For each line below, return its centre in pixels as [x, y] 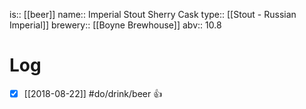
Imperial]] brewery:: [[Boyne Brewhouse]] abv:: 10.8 [115, 25]
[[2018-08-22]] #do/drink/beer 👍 [93, 93]
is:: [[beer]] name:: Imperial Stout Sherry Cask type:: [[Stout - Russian [153, 14]
